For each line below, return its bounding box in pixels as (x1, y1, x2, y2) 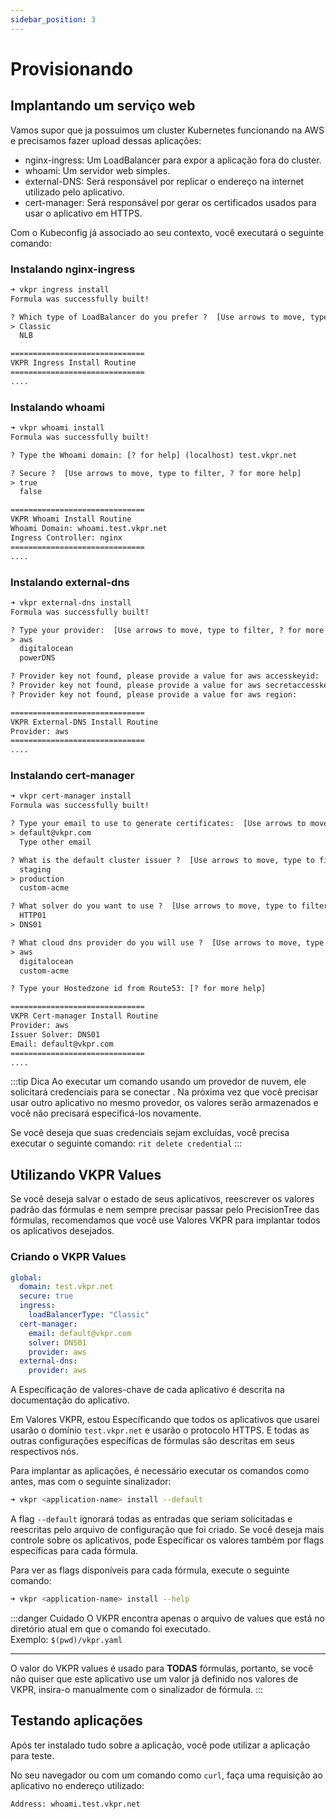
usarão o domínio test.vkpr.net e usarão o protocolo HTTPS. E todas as (10, 1424, 310, 1436)
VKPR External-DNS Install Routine (10, 717, 159, 727)
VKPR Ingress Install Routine (10, 358, 137, 368)
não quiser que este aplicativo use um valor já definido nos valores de (10, 1672, 299, 1685)
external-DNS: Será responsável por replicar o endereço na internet (24, 175, 305, 187)
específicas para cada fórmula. (10, 1545, 139, 1557)
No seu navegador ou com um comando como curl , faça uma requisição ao (10, 1769, 323, 1781)
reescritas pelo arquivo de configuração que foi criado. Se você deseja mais (10, 1524, 325, 1536)
